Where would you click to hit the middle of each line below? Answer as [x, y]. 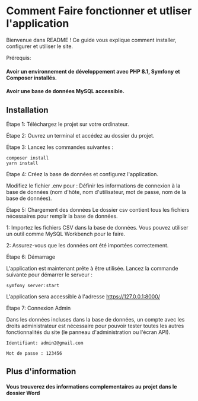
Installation [27, 110]
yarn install [22, 163]
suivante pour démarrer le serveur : [49, 275]
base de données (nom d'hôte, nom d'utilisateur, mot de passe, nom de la [96, 192]
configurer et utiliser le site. [39, 46]
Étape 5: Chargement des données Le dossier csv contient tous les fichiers [98, 209]
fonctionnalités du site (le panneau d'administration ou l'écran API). [88, 332]
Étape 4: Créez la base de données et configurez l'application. [82, 174]
